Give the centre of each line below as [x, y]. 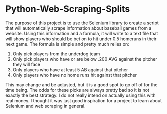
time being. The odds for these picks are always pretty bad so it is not [77, 90]
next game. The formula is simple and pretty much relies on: [67, 44]
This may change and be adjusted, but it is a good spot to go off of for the [81, 85]
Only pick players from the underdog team [56, 54]
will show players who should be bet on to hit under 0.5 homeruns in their [81, 39]
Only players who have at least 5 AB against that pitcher [70, 70]
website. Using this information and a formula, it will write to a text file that [82, 33]
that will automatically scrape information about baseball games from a [78, 28]
